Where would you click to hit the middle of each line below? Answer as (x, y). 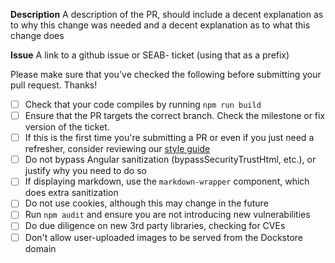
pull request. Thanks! (54, 85)
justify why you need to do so (85, 171)
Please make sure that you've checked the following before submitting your (166, 74)
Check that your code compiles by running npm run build (143, 104)
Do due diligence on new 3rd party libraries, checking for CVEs (155, 226)
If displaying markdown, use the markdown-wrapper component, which (167, 181)
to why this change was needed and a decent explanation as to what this (160, 25)
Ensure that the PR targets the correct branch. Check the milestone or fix (175, 116)
